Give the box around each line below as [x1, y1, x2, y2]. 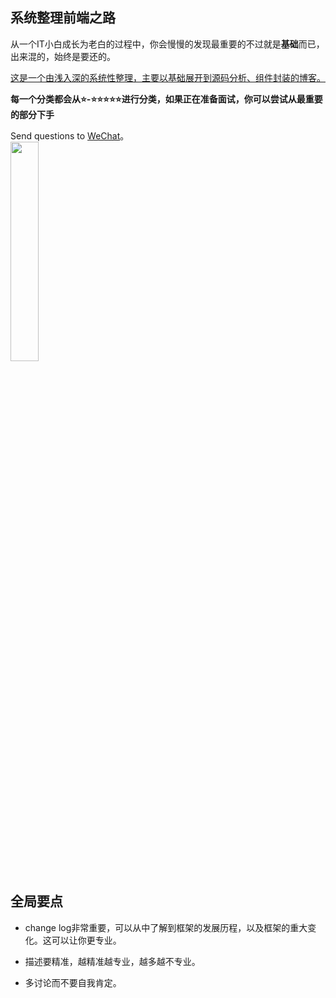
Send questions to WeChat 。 [10, 129, 130, 142]
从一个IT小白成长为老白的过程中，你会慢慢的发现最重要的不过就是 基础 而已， [10, 38, 325, 50]
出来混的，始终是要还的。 [10, 50, 116, 62]
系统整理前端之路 [10, 9, 116, 27]
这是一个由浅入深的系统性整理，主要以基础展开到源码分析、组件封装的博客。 [10, 71, 326, 83]
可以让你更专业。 [51, 934, 122, 946]
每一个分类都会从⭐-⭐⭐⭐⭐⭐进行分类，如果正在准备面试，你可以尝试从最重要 [10, 93, 323, 105]
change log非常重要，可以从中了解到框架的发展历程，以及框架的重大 [24, 921, 308, 933]
